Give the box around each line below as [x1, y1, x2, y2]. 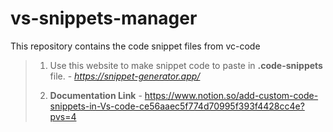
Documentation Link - [49, 89, 143, 101]
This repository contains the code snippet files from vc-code [10, 40, 261, 52]
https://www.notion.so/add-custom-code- [144, 89, 319, 101]
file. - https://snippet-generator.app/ [49, 70, 201, 82]
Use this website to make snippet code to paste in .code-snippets [49, 59, 323, 71]
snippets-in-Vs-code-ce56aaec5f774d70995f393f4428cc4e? [49, 100, 305, 112]
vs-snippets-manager [10, 7, 198, 30]
